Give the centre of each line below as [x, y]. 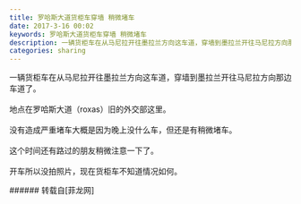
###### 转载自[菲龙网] [52, 191]
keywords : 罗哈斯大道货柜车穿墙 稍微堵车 [78, 34]
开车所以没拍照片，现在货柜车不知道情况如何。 [95, 172]
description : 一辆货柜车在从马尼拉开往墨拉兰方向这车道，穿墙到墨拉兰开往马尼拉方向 [149, 42]
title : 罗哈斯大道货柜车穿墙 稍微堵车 [72, 17]
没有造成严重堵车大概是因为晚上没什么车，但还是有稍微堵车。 [123, 130]
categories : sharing [48, 51]
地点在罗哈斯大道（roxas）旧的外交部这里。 [90, 109]
